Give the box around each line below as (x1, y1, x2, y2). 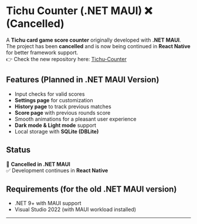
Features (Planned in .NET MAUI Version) (6, 75, 159, 85)
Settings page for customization (14, 96, 93, 103)
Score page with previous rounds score (14, 109, 111, 116)
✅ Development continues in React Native (6, 166, 108, 174)
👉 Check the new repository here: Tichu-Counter (6, 55, 127, 62)
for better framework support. (6, 49, 79, 56)
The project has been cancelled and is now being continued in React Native (6, 42, 191, 49)
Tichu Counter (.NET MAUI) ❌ (6, 4, 152, 18)
